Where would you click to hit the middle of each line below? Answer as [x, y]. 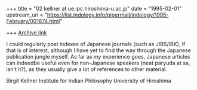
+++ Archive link [27, 33]
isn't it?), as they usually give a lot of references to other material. [87, 69]
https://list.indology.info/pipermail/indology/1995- [108, 15]
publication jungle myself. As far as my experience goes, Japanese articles [98, 57]
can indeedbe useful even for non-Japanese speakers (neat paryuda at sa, [98, 63]
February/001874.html [33, 21]
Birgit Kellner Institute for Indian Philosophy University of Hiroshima [89, 81]
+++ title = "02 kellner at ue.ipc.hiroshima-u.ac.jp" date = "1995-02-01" [94, 9]
